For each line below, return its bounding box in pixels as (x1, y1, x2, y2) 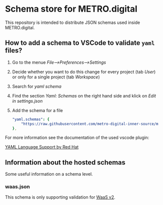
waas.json (5, 184, 30, 190)
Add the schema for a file (12, 107, 63, 113)
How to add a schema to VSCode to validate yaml (5, 39, 155, 47)
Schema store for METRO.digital (5, 3, 138, 15)
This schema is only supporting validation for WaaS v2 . (5, 194, 116, 200)
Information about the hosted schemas (5, 158, 126, 167)
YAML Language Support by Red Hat (5, 144, 79, 150)
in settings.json (12, 98, 43, 104)
